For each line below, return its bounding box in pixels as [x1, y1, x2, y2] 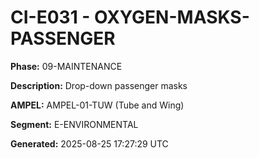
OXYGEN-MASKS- [94, 6, 250, 29]
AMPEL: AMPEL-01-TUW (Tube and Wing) [10, 99, 185, 111]
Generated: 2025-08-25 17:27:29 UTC [10, 137, 169, 150]
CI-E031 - [10, 6, 91, 29]
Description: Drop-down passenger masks [10, 79, 188, 91]
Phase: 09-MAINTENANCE [10, 60, 123, 72]
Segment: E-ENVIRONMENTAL [10, 118, 139, 130]
